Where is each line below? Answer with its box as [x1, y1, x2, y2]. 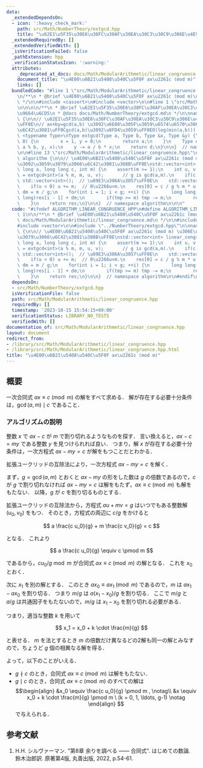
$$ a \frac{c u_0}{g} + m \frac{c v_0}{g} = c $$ [43, 522, 160, 529]
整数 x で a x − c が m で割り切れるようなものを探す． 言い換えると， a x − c [6, 432, 192, 440]
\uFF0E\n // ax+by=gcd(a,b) [17, 122, 85, 128]
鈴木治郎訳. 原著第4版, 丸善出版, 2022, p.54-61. [14, 755, 134, 762]
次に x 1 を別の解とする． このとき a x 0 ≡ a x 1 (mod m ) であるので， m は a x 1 [6, 581, 192, 589]
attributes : [11, 65, 42, 71]
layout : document [6, 329, 50, 336]
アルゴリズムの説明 [6, 417, 62, 426]
